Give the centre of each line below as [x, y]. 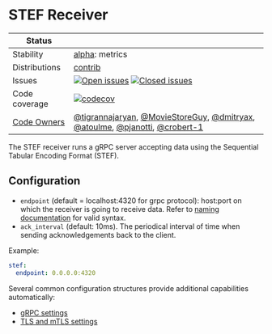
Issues [25, 80]
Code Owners [39, 121]
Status [39, 40]
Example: [24, 250]
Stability [28, 54]
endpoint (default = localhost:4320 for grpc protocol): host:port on [131, 201]
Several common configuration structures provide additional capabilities [129, 288]
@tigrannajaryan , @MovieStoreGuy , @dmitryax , [164, 116]
